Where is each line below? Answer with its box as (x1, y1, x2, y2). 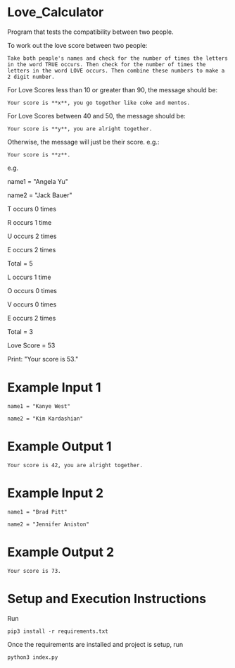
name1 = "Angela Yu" (7, 177, 68, 185)
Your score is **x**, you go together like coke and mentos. (7, 99, 191, 106)
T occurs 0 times (7, 204, 56, 213)
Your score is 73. (7, 567, 61, 574)
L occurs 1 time (7, 273, 51, 281)
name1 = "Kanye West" (7, 402, 71, 409)
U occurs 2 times (7, 232, 57, 240)
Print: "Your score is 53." (7, 354, 79, 363)
